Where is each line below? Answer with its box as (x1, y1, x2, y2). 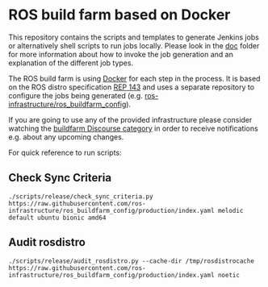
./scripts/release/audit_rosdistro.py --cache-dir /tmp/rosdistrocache (8, 256, 254, 265)
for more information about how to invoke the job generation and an (8, 49, 234, 59)
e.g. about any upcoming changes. (8, 131, 124, 142)
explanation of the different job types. (8, 58, 134, 68)
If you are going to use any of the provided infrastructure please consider (8, 114, 253, 124)
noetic (217, 271, 241, 279)
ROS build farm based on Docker (8, 6, 231, 24)
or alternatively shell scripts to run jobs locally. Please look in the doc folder (8, 40, 260, 50)
